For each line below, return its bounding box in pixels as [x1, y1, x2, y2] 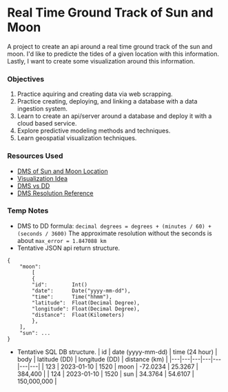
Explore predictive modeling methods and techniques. [17, 126, 171, 135]
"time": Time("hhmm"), [32, 293, 112, 300]
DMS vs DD [17, 182, 50, 190]
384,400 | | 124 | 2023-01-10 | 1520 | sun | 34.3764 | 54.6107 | [17, 369, 195, 378]
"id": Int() [32, 281, 88, 288]
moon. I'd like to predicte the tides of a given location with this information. [7, 50, 219, 58]
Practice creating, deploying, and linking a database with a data [17, 97, 198, 106]
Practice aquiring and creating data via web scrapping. [17, 90, 173, 98]
